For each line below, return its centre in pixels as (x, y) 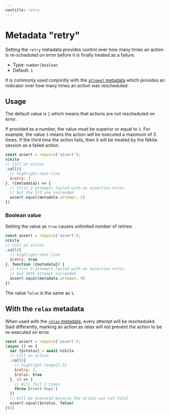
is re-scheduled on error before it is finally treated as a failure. (70, 55)
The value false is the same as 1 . (40, 293)
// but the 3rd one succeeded (42, 193)
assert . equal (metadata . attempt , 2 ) (48, 198)
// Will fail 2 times (37, 384)
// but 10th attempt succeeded (43, 274)
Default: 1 (23, 70)
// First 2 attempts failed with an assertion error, (68, 188)
